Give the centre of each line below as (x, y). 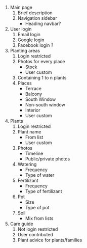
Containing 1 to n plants (42, 78)
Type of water (40, 175)
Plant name (29, 132)
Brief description (35, 13)
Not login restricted (38, 229)
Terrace (33, 88)
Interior (33, 110)
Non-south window (45, 105)
